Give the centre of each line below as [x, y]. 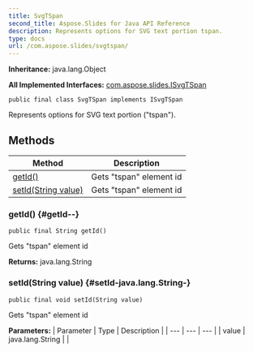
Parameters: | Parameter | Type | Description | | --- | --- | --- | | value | [127, 330]
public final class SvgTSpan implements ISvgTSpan [96, 100]
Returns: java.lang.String [50, 262]
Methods [32, 140]
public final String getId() [58, 231]
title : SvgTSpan [36, 16]
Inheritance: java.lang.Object [58, 69]
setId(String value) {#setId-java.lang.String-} [100, 283]
